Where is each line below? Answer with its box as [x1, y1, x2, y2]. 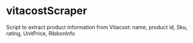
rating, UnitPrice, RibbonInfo [6, 29, 75, 37]
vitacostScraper [6, 4, 88, 18]
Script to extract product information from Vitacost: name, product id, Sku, [6, 24, 188, 31]
